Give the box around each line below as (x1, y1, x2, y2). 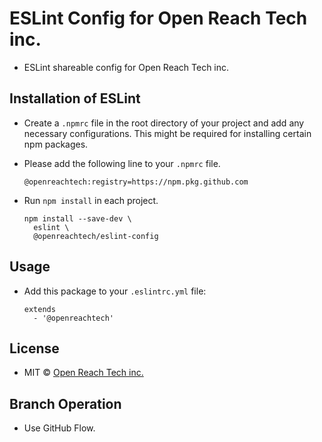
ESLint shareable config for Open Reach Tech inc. (23, 61, 230, 73)
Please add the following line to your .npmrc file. (23, 157, 221, 169)
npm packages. (23, 138, 89, 150)
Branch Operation (9, 395, 122, 412)
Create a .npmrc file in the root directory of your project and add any (23, 117, 305, 129)
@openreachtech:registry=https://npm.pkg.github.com (23, 177, 249, 187)
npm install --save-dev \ (23, 213, 132, 224)
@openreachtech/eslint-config (33, 231, 159, 241)
